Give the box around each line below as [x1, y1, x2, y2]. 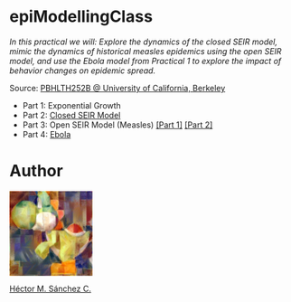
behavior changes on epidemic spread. [9, 65, 156, 76]
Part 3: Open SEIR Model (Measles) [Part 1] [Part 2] [22, 119, 213, 130]
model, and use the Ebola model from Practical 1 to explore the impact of [9, 55, 282, 66]
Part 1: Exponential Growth [22, 99, 122, 110]
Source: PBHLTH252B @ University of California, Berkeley [9, 82, 226, 93]
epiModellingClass [9, 6, 154, 27]
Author [9, 161, 63, 182]
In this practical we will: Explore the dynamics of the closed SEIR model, [9, 36, 278, 47]
